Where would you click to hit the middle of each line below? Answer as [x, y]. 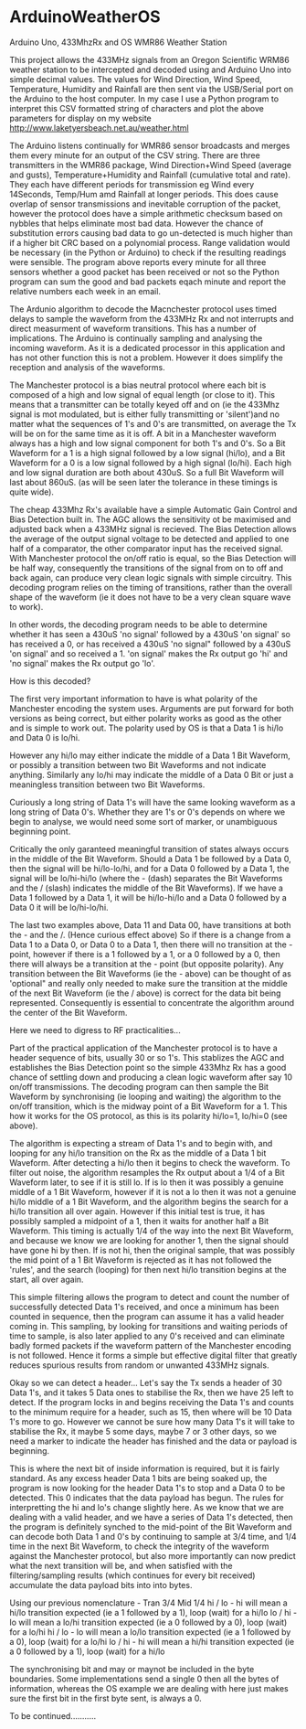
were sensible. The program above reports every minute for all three [138, 261]
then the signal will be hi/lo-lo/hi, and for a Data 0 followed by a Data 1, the [149, 868]
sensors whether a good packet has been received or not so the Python [145, 272]
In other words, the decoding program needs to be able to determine [138, 624]
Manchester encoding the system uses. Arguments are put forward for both [152, 708]
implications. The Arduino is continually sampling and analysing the [136, 338]
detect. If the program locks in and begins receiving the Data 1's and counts [152, 1402]
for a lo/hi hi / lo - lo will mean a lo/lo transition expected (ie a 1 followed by [150, 1632]
